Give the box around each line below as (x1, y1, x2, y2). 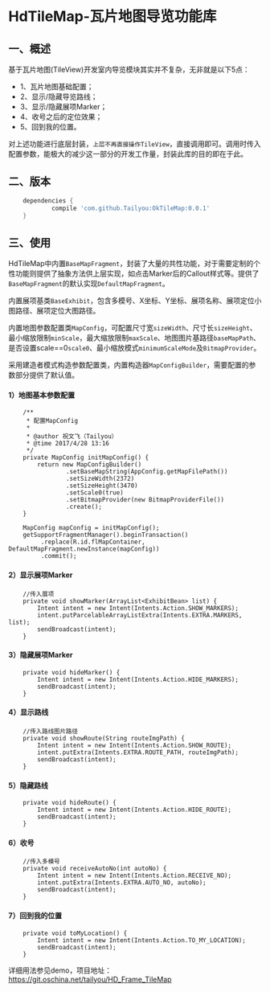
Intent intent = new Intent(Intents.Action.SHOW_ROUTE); (37, 741, 231, 750)
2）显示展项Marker (8, 570, 73, 580)
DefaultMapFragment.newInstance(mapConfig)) (8, 545, 160, 553)
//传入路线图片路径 (22, 728, 79, 736)
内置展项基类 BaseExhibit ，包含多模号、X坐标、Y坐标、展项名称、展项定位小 (8, 296, 262, 305)
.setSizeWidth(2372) (65, 475, 135, 483)
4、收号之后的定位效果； (19, 112, 103, 121)
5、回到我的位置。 (19, 122, 82, 131)
